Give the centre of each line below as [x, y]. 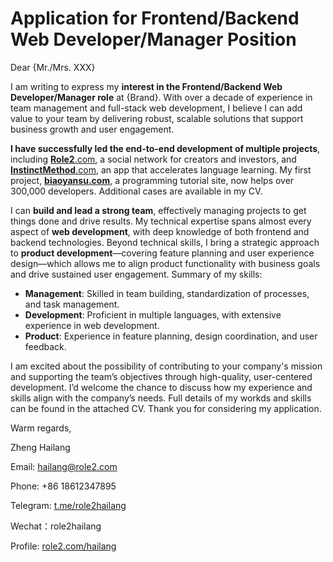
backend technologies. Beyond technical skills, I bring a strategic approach [165, 242]
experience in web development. [92, 325]
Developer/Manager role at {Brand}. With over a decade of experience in [161, 97]
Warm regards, [41, 428]
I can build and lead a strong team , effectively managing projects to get [158, 210]
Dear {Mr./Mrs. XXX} [53, 67]
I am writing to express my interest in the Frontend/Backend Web [146, 86]
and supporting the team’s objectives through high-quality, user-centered [161, 376]
